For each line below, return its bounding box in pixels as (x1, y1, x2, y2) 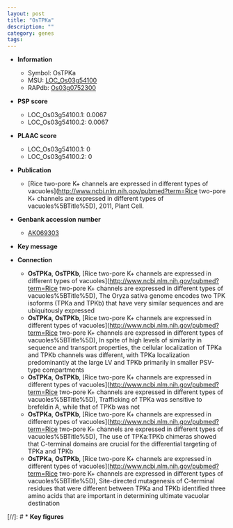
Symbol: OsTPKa (27, 69, 77, 77)
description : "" (7, 23, 54, 30)
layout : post (7, 10, 45, 17)
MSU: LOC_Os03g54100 (27, 76, 97, 84)
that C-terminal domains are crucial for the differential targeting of (27, 440, 218, 448)
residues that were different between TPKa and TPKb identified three (27, 484, 226, 492)
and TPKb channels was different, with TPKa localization (27, 351, 190, 359)
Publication (17, 166, 51, 174)
